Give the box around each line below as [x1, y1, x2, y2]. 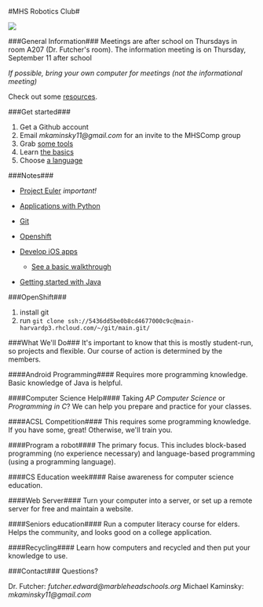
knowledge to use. [8, 551, 68, 560]
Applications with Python [19, 202, 100, 210]
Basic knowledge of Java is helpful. [8, 378, 123, 387]
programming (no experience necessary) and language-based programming [8, 449, 255, 458]
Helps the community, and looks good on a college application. [8, 528, 212, 536]
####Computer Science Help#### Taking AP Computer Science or [8, 394, 225, 402]
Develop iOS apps [19, 247, 79, 256]
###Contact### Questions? [8, 566, 98, 576]
